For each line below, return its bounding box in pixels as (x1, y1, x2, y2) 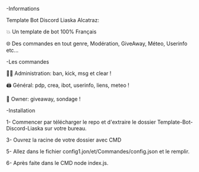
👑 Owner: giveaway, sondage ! (6, 95, 81, 102)
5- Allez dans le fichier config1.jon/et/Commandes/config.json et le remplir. (6, 148, 190, 155)
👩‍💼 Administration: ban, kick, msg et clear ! (6, 70, 112, 77)
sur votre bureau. (44, 125, 87, 132)
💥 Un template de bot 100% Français (6, 28, 97, 35)
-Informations (6, 5, 40, 12)
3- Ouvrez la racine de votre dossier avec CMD (6, 136, 122, 143)
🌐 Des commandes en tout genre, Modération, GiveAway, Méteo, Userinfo (6, 40, 188, 47)
